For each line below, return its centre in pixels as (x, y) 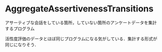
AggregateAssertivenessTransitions (79, 9)
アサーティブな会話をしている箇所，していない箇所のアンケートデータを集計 (81, 22)
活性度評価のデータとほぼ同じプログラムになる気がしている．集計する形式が (81, 39)
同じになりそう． (22, 44)
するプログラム (20, 28)
